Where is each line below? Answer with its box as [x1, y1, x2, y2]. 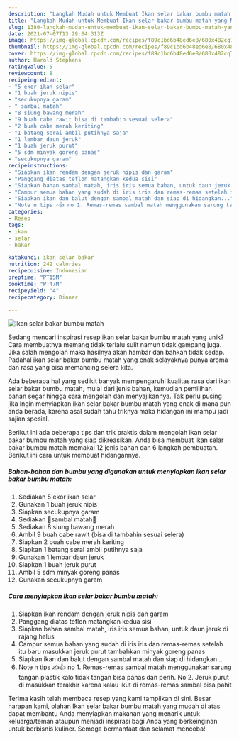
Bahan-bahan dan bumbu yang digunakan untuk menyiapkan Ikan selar [8, 467, 226, 475]
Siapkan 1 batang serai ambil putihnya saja [18, 546, 143, 554]
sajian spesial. [8, 414, 50, 423]
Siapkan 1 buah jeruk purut [18, 560, 96, 569]
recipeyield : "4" [8, 287, 60, 294]
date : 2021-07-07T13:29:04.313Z [8, 30, 104, 38]
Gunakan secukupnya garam [18, 575, 103, 584]
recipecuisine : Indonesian [8, 267, 88, 275]
